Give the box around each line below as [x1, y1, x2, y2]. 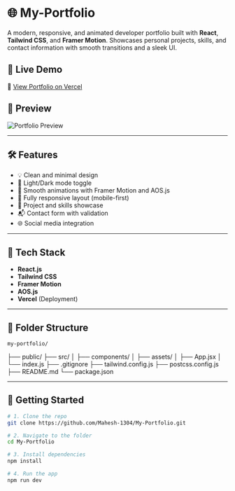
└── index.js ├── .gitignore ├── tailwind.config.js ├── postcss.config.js [7, 360, 219, 368]
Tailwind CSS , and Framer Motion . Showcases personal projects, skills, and [7, 36, 227, 44]
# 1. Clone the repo [7, 413, 68, 420]
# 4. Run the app [7, 471, 58, 478]
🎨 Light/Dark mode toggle [17, 179, 92, 187]
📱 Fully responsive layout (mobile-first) [17, 194, 129, 202]
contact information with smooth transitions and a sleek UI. [7, 43, 177, 52]
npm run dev [7, 476, 42, 484]
